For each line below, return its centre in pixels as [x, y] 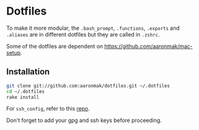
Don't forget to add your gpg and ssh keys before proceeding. [84, 120]
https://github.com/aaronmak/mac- [148, 46]
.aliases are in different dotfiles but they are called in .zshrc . [83, 34]
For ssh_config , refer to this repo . [48, 109]
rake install [23, 97]
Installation [28, 72]
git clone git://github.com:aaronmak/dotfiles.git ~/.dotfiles [88, 86]
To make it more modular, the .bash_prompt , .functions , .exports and [93, 28]
